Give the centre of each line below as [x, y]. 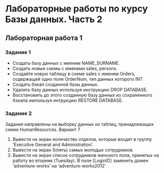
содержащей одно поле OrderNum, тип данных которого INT [77, 79]
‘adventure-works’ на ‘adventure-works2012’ [59, 166]
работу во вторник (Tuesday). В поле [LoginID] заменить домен [80, 160]
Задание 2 [19, 113]
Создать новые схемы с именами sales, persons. [65, 68]
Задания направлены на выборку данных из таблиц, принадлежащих [79, 124]
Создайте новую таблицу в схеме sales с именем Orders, [74, 74]
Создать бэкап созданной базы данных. [55, 84]
